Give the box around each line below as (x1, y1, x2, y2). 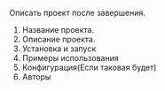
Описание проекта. (21, 34, 96, 44)
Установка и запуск (21, 43, 97, 54)
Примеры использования (21, 53, 119, 63)
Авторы (21, 72, 51, 82)
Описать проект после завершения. (9, 8, 146, 18)
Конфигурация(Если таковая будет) (21, 62, 157, 72)
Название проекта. (21, 25, 95, 34)
